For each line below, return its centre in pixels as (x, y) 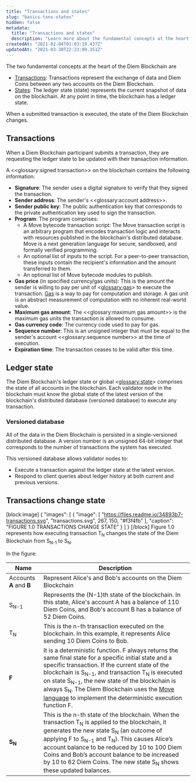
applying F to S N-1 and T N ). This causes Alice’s (108, 740)
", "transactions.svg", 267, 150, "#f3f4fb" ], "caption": (110, 521)
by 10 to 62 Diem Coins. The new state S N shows (111, 763)
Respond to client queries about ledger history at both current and (94, 476)
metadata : (18, 28)
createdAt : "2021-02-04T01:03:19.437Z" (55, 44)
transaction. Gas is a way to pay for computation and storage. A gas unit (101, 293)
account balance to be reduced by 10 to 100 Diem (113, 747)
